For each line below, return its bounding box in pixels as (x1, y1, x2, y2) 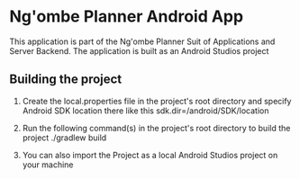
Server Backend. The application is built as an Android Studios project (9, 45, 269, 56)
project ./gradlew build (22, 132, 107, 143)
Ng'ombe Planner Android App (9, 6, 244, 27)
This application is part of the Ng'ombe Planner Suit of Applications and (9, 36, 276, 47)
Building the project (9, 72, 123, 87)
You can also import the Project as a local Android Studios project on (22, 149, 278, 160)
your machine (22, 159, 74, 170)
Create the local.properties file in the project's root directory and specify (22, 95, 292, 106)
